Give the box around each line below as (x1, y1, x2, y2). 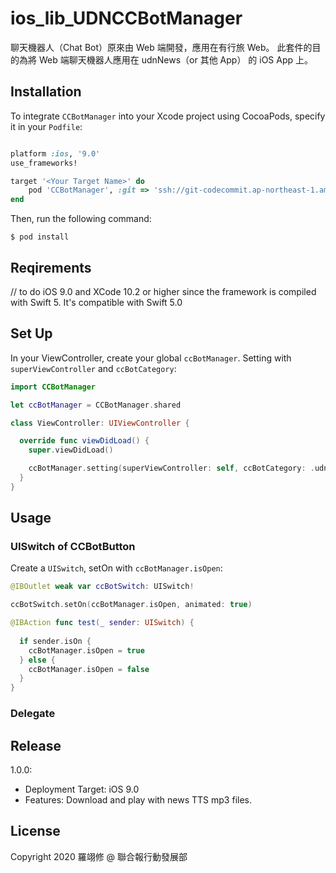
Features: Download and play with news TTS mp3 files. (24, 793, 252, 806)
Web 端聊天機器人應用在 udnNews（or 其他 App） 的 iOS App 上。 (38, 53, 314, 66)
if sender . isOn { (19, 636, 92, 646)
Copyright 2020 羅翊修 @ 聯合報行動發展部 (10, 850, 188, 862)
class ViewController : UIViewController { (10, 418, 190, 428)
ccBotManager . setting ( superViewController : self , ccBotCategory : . (28, 463, 315, 474)
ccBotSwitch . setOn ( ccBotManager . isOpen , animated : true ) (10, 600, 253, 610)
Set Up (10, 325, 53, 342)
